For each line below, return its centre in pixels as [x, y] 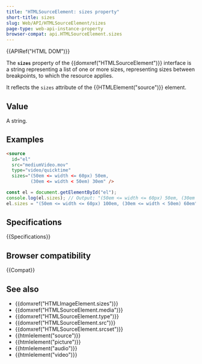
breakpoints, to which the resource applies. [60, 76]
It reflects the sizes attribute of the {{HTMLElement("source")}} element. [96, 87]
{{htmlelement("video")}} [46, 355]
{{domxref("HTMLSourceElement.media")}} [69, 310]
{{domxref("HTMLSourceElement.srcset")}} [69, 329]
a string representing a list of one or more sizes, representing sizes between [101, 69]
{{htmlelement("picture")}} [48, 342]
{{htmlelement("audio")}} [46, 348]
